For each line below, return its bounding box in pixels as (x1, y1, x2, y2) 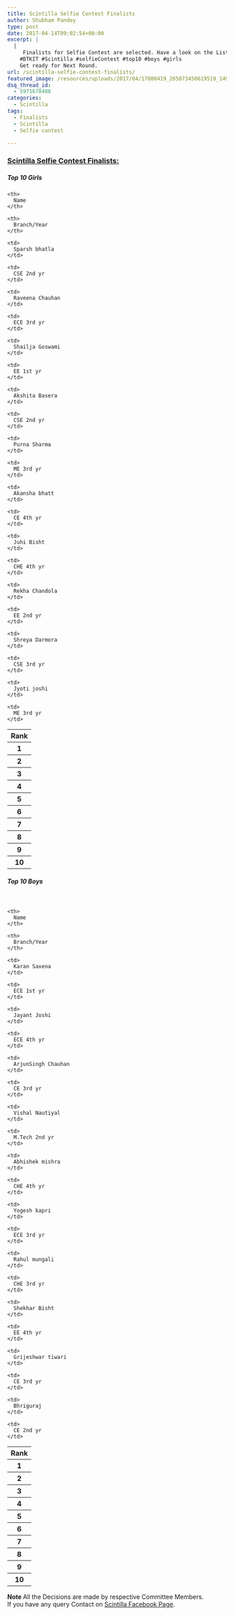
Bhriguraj (13, 1403, 42, 1410)
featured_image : (7, 75, 54, 82)
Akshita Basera (13, 392, 58, 400)
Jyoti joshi (13, 685, 49, 693)
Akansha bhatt (13, 490, 54, 497)
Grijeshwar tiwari (13, 1354, 68, 1361)
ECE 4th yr (13, 1037, 45, 1044)
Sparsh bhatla (13, 246, 54, 253)
